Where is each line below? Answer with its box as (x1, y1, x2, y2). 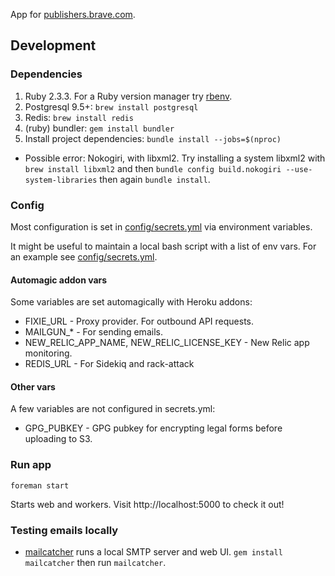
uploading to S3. (24, 433, 93, 445)
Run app (10, 458, 52, 472)
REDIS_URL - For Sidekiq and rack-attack (24, 358, 195, 370)
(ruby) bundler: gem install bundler (24, 122, 175, 134)
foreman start (10, 480, 70, 491)
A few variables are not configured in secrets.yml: (10, 403, 216, 415)
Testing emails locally (10, 523, 119, 537)
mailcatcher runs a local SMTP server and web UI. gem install (24, 545, 283, 558)
